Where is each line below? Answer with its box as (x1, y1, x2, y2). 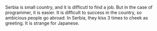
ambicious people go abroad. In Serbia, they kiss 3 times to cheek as (5, 15, 148, 20)
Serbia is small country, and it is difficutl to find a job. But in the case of (5, 4, 153, 10)
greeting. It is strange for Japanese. (5, 20, 80, 26)
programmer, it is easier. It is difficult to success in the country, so (5, 9, 142, 15)
